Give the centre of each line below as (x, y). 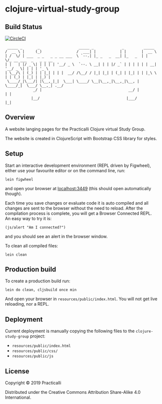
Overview (20, 117)
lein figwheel (19, 179)
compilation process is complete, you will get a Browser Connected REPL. (79, 213)
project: (37, 336)
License (17, 371)
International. (18, 397)
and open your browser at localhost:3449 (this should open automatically (78, 188)
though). (14, 194)
